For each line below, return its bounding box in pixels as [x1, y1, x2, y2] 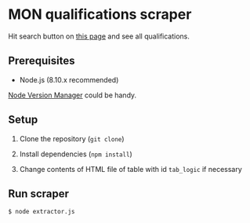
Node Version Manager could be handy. [8, 90, 137, 100]
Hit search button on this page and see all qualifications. [8, 31, 190, 41]
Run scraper [8, 187, 69, 200]
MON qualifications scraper [8, 5, 192, 24]
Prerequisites [8, 54, 75, 68]
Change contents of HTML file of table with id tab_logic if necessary [19, 164, 243, 174]
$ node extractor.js [8, 208, 76, 216]
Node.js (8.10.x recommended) [19, 75, 119, 84]
